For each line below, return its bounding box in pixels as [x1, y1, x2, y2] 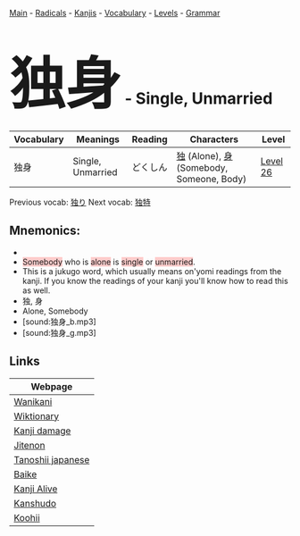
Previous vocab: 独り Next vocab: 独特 [9, 197, 151, 207]
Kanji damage [13, 424, 71, 437]
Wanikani [13, 395, 53, 407]
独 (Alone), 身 [176, 149, 234, 162]
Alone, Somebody [21, 306, 88, 316]
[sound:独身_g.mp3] [21, 327, 96, 338]
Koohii [13, 511, 40, 523]
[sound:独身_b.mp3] [21, 316, 96, 327]
